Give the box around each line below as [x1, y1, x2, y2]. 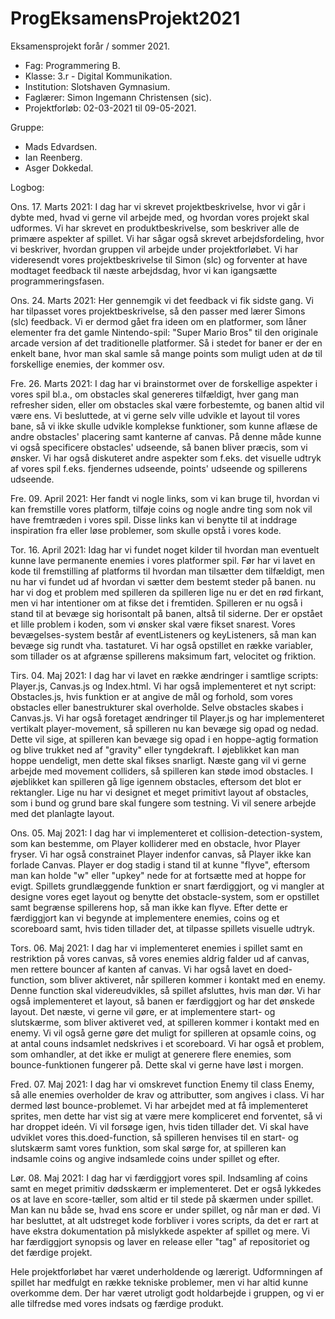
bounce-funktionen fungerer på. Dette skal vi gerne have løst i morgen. [10, 1058, 304, 1071]
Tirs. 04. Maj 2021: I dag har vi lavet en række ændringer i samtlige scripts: [10, 669, 319, 681]
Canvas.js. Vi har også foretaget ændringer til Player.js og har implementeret [10, 712, 325, 724]
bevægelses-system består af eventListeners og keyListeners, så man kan [10, 628, 317, 641]
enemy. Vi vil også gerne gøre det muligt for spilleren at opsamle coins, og [10, 1027, 317, 1039]
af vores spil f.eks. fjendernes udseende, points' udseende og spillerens [10, 462, 308, 474]
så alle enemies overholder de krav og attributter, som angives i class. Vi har [10, 1088, 325, 1101]
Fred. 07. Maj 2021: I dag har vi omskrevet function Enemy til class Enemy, [10, 1078, 315, 1090]
